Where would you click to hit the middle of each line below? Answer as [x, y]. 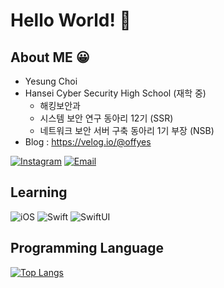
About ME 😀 [50, 57]
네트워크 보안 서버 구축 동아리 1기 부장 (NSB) [127, 130]
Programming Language [87, 248]
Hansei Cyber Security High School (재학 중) [115, 93]
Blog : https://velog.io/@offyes [88, 142]
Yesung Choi [51, 81]
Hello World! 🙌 [71, 20]
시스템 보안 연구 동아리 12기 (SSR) [106, 118]
